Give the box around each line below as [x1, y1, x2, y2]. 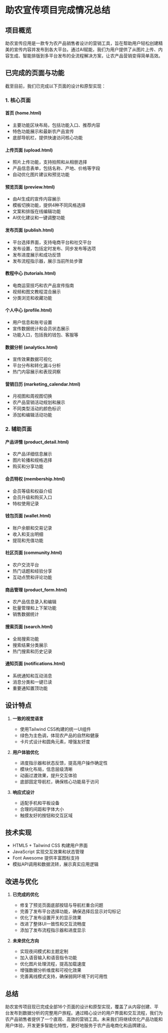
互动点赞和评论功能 [12, 574, 52, 580]
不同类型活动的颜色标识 [12, 405, 61, 411]
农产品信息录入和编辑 [12, 598, 56, 605]
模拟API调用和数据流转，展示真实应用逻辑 [12, 861, 99, 867]
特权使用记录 [12, 500, 39, 506]
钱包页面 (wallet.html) [5, 513, 51, 519]
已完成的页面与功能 [5, 68, 64, 77]
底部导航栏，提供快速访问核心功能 [12, 134, 83, 140]
